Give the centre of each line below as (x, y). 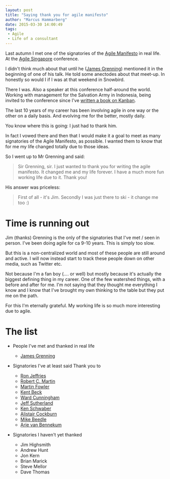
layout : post (19, 10)
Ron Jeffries (33, 375)
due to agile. (18, 311)
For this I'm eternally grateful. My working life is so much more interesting (83, 305)
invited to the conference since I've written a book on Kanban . (71, 100)
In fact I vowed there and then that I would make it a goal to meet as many (83, 135)
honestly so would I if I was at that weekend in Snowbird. (65, 79)
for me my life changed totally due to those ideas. (57, 146)
